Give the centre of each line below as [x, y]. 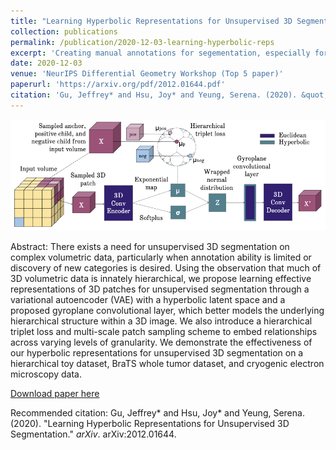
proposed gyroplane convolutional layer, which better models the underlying [167, 311]
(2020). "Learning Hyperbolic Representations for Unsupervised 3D [150, 424]
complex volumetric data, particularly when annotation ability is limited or [161, 257]
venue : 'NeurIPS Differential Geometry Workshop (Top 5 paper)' [147, 74]
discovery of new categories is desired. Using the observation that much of [166, 268]
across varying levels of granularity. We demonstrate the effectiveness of [161, 342]
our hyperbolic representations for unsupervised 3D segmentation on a [157, 353]
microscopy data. [46, 374]
